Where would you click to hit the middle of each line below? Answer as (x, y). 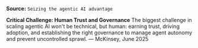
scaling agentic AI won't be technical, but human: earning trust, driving (93, 26)
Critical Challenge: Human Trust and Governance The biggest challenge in (99, 20)
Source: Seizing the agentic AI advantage (59, 9)
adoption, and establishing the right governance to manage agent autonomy (99, 33)
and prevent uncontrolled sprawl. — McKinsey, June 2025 (77, 39)
